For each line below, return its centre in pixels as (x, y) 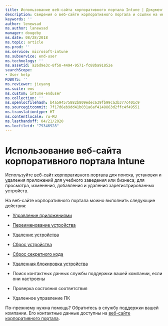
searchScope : (19, 70)
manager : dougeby (23, 33)
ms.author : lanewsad (27, 28)
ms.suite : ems (20, 89)
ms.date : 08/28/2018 (27, 38)
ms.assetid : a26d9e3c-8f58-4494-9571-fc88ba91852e (59, 65)
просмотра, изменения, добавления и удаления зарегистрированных (80, 186)
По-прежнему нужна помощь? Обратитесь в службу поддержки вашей (82, 308)
